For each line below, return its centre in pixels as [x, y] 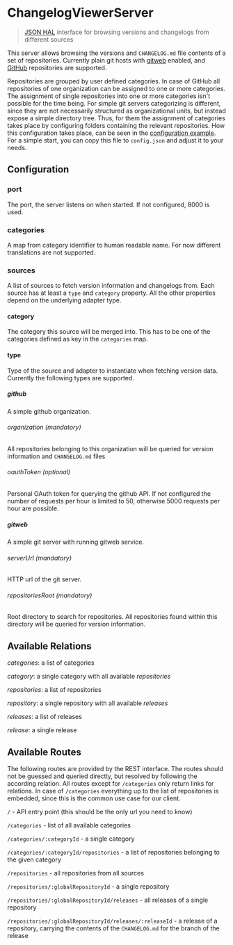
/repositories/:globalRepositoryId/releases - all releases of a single [108, 900]
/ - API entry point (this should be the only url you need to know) [100, 812]
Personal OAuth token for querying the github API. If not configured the [109, 494]
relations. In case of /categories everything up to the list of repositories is [113, 791]
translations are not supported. [51, 252]
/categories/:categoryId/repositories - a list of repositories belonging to [114, 852]
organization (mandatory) [44, 427]
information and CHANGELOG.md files [56, 456]
